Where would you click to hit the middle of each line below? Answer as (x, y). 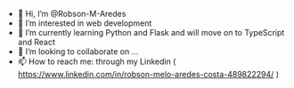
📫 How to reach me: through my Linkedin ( (97, 61)
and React (36, 42)
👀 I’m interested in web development (85, 23)
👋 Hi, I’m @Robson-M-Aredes (72, 14)
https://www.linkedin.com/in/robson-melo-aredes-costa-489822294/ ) (148, 74)
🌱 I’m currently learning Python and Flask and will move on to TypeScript (151, 32)
